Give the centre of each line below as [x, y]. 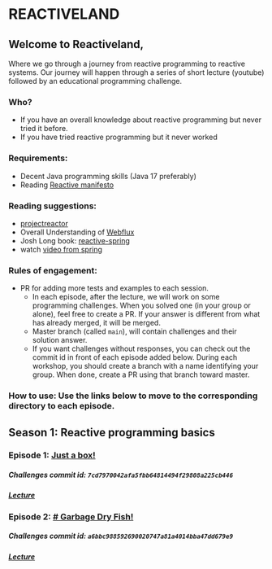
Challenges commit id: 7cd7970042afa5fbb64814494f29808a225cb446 [121, 475]
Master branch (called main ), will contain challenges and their [134, 331]
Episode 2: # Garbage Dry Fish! [71, 516]
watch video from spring [61, 249]
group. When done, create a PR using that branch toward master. [141, 374]
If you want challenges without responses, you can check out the [141, 349]
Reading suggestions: [53, 206]
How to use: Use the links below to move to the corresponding [133, 396]
